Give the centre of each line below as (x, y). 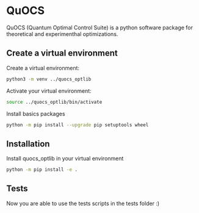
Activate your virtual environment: (49, 91)
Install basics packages (36, 114)
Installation (28, 144)
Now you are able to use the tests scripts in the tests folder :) (83, 203)
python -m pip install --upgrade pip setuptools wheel (78, 125)
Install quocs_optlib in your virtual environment (65, 159)
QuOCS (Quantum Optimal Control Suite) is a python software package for (100, 27)
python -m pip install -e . (42, 170)
